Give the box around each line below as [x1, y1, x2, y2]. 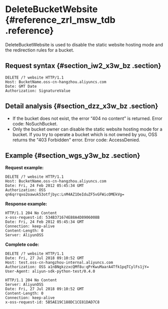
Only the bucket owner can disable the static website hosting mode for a [12, 126, 163, 132]
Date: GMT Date [5, 84, 37, 89]
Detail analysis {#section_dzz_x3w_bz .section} [5, 102, 158, 110]
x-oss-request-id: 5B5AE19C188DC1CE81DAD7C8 [5, 300, 100, 305]
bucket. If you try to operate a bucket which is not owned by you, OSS [12, 131, 157, 137]
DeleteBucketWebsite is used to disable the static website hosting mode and [5, 41, 163, 47]
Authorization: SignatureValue [5, 88, 71, 93]
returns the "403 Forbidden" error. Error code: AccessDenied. [12, 137, 140, 143]
